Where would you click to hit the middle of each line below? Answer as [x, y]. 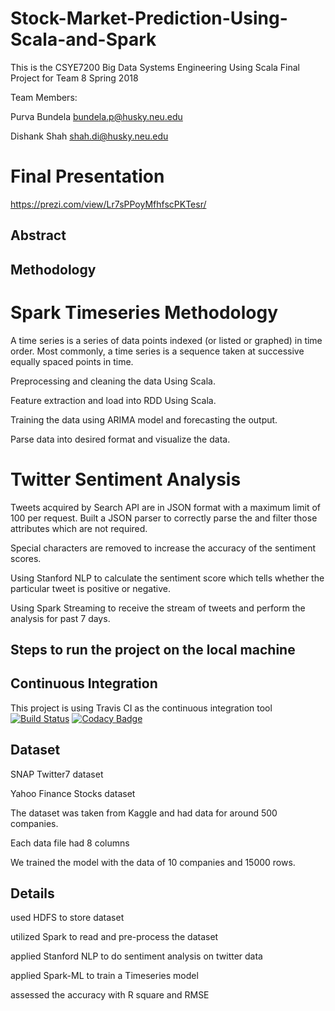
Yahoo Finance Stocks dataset [73, 793]
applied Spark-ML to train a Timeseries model [104, 976]
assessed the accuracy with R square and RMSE [110, 995]
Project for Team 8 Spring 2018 [74, 78]
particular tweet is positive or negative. [90, 588]
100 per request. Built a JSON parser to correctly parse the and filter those [164, 518]
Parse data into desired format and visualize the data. [120, 439]
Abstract [38, 235]
